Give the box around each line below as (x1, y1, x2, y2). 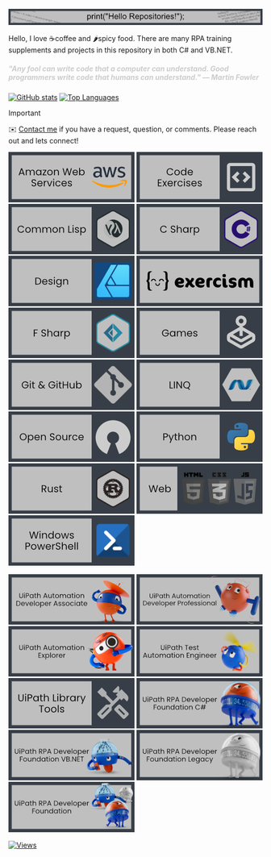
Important (8, 108, 41, 118)
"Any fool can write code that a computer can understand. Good (8, 64, 229, 73)
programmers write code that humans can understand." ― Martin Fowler (8, 72, 260, 81)
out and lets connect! (8, 136, 79, 146)
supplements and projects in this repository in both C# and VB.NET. (8, 45, 233, 55)
